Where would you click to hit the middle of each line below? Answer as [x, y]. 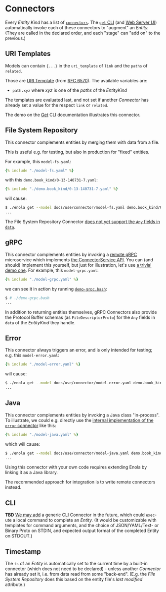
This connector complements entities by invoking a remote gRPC [71, 254]
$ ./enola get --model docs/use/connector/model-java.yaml [67, 453]
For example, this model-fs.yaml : [38, 161]
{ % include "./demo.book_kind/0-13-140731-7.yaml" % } [62, 189]
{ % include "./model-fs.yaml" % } [40, 171]
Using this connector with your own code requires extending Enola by [76, 467]
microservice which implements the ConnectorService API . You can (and [79, 260]
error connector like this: [31, 425]
